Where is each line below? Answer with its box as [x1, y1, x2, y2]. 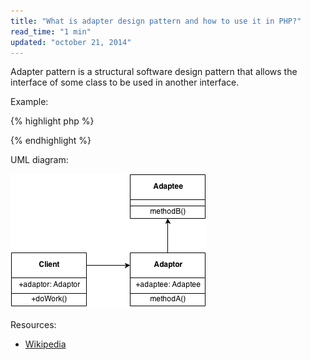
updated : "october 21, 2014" [10, 37, 132, 47]
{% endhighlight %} [10, 135, 92, 147]
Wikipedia [24, 338, 67, 350]
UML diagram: [10, 154, 69, 166]
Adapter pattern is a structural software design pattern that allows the [10, 66, 298, 78]
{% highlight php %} [10, 115, 95, 127]
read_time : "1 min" [10, 26, 92, 37]
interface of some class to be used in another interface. [10, 76, 240, 89]
